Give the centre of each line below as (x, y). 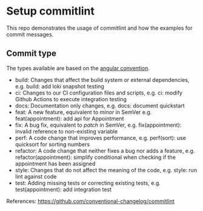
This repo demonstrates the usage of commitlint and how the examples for (99, 28)
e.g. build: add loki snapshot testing (59, 86)
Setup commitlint (51, 11)
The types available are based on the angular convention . (78, 68)
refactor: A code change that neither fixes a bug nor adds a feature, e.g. (105, 150)
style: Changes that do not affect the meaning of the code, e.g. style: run (106, 170)
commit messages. (30, 34)
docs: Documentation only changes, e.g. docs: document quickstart (100, 105)
